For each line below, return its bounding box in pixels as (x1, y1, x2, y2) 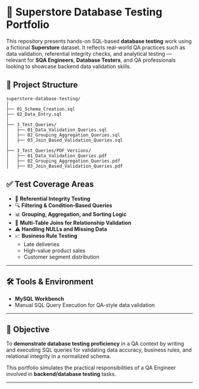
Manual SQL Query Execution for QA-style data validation (14, 302, 155, 309)
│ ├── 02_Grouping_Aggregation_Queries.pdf (6, 158, 120, 164)
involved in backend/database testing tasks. (6, 371, 117, 378)
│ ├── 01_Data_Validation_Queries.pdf (6, 152, 108, 159)
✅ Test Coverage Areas (6, 179, 94, 189)
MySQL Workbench (14, 295, 64, 302)
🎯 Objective (6, 324, 50, 334)
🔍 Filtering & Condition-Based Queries (14, 202, 113, 209)
